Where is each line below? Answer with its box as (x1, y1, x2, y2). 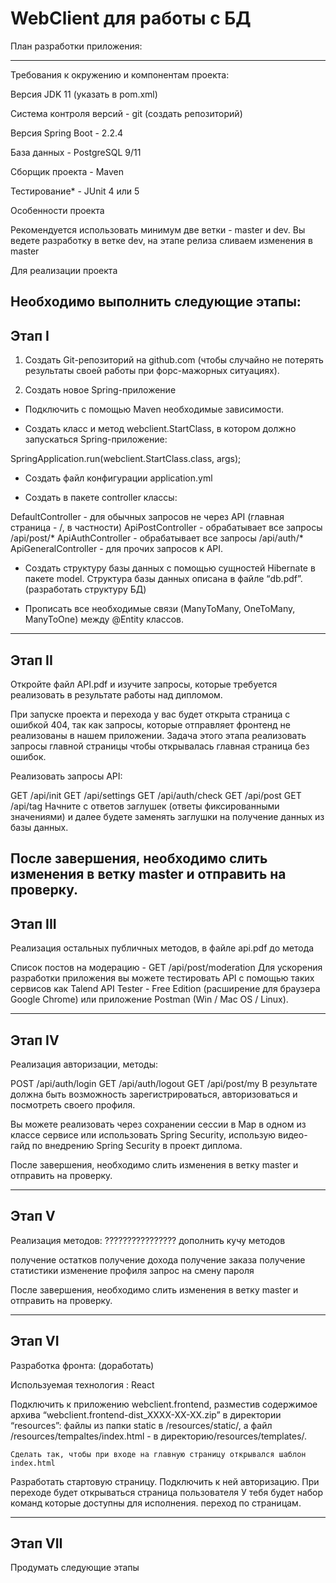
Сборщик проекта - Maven (10, 165, 125, 177)
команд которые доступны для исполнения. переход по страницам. (10, 1497, 302, 1509)
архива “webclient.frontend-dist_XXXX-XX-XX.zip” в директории (10, 1408, 282, 1421)
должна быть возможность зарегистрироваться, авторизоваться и (10, 1088, 298, 1100)
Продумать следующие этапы (10, 1562, 140, 1574)
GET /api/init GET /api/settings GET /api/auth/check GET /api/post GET (10, 789, 302, 801)
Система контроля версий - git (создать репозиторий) (10, 107, 243, 119)
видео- (278, 1128, 308, 1141)
